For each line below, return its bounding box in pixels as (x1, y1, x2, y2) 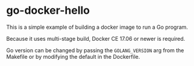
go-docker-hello (6, 4, 90, 17)
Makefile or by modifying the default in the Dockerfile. (6, 53, 140, 60)
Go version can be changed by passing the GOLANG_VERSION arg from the (6, 46, 184, 54)
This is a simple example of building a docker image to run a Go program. (6, 23, 189, 31)
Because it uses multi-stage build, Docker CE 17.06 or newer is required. (6, 35, 186, 42)
